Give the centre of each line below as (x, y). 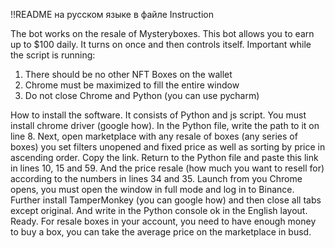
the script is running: (53, 55)
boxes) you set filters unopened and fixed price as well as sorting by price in (168, 147)
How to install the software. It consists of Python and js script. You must (158, 115)
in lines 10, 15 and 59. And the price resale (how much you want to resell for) (167, 168)
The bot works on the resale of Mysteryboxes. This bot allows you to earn (162, 33)
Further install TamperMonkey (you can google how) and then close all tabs (166, 200)
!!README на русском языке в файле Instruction (112, 14)
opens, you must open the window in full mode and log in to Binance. (152, 189)
